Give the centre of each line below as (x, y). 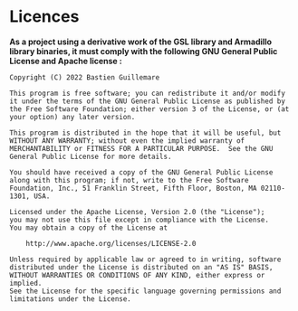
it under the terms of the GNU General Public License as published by (147, 101)
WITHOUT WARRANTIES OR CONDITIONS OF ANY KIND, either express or (137, 275)
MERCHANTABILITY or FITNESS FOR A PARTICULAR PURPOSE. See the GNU (141, 148)
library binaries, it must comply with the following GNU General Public (144, 51)
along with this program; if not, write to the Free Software (129, 180)
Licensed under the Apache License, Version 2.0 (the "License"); (137, 212)
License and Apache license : (66, 61)
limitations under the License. (70, 299)
